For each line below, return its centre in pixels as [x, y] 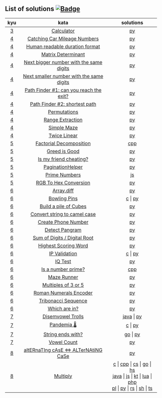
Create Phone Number [63, 222]
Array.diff [63, 190]
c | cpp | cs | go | [132, 364]
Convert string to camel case [63, 214]
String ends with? [63, 334]
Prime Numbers [63, 175]
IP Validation [63, 253]
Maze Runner [63, 277]
